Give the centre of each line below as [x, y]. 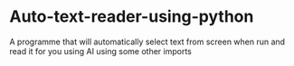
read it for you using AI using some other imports [100, 51]
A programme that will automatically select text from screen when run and [147, 42]
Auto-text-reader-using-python [132, 17]
